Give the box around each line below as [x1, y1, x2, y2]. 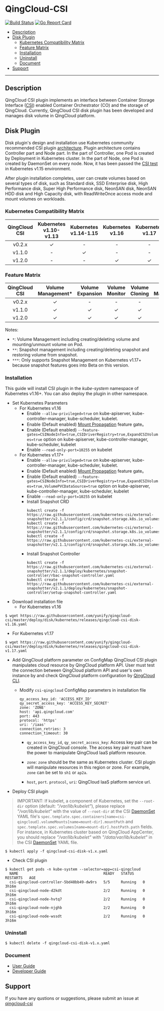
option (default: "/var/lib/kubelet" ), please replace [25, 803, 125, 809]
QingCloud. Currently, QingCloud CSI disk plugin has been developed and [5, 107, 154, 113]
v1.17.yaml [5, 648, 27, 654]
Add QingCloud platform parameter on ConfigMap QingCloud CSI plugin [12, 657, 157, 663]
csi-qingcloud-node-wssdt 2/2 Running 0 [9, 914, 145, 919]
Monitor [106, 290, 126, 297]
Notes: [5, 327, 19, 333]
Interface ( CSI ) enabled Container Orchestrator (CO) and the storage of [5, 102, 149, 108]
